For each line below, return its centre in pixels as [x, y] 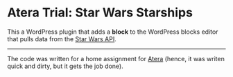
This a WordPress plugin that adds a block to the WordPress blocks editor [113, 32]
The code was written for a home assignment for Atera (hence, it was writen [116, 58]
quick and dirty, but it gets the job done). [65, 66]
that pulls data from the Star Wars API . [62, 38]
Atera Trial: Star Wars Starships [100, 13]
